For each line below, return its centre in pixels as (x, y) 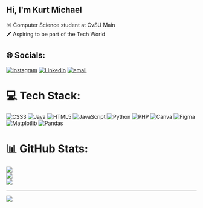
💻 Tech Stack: (43, 96)
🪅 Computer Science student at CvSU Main (61, 25)
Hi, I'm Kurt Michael (44, 10)
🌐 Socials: (26, 55)
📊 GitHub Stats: (47, 149)
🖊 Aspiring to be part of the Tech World (56, 34)
